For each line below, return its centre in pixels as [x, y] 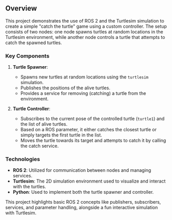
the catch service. [40, 146]
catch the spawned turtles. [34, 43]
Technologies [23, 159]
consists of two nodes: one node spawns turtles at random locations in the [84, 32]
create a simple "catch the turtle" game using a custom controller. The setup [86, 26]
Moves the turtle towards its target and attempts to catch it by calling [93, 141]
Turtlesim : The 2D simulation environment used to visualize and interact [89, 181]
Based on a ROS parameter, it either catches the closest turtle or [88, 130]
